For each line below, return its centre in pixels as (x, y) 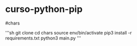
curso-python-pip (44, 9)
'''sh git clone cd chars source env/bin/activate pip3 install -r (69, 32)
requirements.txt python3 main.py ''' (43, 38)
